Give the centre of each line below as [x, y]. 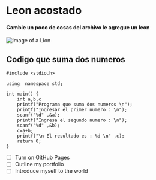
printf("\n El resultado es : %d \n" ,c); [71, 136]
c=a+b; [25, 131]
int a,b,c [29, 99]
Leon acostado [44, 10]
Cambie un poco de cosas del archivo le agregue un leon [78, 27]
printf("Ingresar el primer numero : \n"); [72, 110]
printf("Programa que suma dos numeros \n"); [75, 105]
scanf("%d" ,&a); [39, 115]
